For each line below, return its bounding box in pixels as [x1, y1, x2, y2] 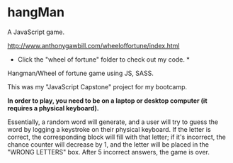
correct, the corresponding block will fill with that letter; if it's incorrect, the [7, 133, 227, 141]
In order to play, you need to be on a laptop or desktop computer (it [7, 96, 208, 105]
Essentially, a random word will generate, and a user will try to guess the [7, 118, 218, 126]
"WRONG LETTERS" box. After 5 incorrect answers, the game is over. [7, 147, 210, 156]
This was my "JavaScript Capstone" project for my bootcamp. [7, 82, 188, 91]
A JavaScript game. [7, 28, 65, 36]
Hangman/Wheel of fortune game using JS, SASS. [7, 69, 154, 77]
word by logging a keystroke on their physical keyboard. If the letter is [7, 125, 211, 133]
